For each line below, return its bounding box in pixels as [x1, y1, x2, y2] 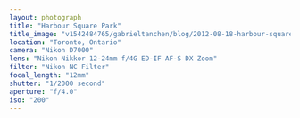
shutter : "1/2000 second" [9, 79, 105, 88]
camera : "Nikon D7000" [9, 46, 94, 55]
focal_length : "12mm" [9, 71, 90, 80]
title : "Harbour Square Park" [9, 21, 122, 30]
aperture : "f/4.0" [9, 87, 78, 96]
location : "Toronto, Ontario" [9, 37, 122, 47]
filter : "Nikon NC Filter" [9, 63, 110, 72]
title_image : [9, 29, 58, 38]
